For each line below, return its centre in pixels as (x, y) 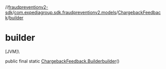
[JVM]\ (12, 51)
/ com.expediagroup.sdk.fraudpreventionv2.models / (65, 12)
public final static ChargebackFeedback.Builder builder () (62, 61)
